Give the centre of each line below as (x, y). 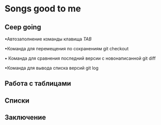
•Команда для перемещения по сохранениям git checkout (67, 49)
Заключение (25, 118)
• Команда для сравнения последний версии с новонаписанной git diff (80, 58)
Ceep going (23, 27)
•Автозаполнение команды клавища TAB (48, 39)
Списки (17, 100)
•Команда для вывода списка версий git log (52, 68)
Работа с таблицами (38, 83)
